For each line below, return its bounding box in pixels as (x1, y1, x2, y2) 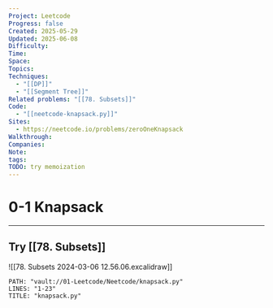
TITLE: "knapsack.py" (8, 292, 82, 300)
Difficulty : (8, 42, 49, 50)
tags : (8, 155, 27, 163)
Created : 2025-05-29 (8, 27, 79, 35)
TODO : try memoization (8, 163, 85, 171)
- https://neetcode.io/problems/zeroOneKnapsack (15, 125, 184, 133)
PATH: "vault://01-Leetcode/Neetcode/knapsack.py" (8, 277, 184, 285)
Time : (8, 50, 27, 58)
